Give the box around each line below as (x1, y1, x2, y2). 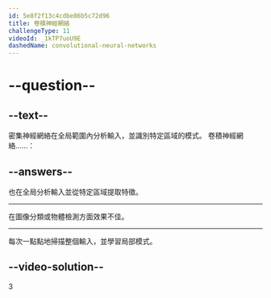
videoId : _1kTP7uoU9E (8, 34, 81, 43)
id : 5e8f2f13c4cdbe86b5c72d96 (8, 11, 110, 20)
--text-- (8, 108, 48, 122)
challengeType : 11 (8, 27, 70, 35)
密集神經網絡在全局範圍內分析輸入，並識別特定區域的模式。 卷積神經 (8, 130, 236, 141)
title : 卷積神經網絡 (8, 19, 70, 27)
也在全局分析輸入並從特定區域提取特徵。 (8, 187, 143, 197)
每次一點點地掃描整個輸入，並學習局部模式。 (8, 236, 157, 246)
